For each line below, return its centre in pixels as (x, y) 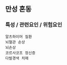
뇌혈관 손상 (15, 42)
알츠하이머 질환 (19, 37)
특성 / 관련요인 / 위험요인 (34, 25)
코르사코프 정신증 (20, 53)
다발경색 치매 (17, 58)
